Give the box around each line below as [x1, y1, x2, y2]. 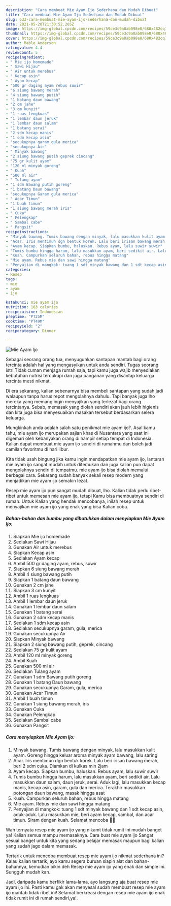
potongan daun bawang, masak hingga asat [13, 790, 105, 796]
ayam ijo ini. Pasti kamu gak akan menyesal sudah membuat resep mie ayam [6, 884, 166, 890]
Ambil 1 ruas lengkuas [13, 593, 59, 599]
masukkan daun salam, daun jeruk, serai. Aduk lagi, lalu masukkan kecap [13, 779, 166, 785]
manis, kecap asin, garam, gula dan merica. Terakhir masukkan [13, 785, 145, 791]
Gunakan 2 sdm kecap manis [13, 614, 74, 621]
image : [6, 26, 20, 31]
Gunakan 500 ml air [13, 663, 55, 669]
